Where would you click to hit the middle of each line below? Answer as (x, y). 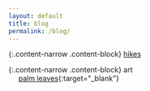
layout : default (36, 16)
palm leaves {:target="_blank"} (69, 79)
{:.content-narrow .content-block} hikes (75, 54)
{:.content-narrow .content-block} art (71, 70)
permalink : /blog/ (39, 31)
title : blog (28, 24)
